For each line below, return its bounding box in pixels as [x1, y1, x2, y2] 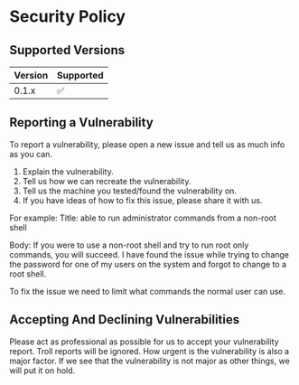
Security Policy [9, 6, 126, 27]
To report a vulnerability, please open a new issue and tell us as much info [9, 138, 285, 150]
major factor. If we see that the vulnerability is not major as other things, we [9, 355, 291, 366]
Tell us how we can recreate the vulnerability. [22, 175, 192, 186]
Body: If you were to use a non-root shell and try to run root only [9, 239, 249, 250]
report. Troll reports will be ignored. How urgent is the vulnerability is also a [9, 345, 290, 356]
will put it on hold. [9, 364, 76, 376]
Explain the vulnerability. [22, 165, 115, 177]
